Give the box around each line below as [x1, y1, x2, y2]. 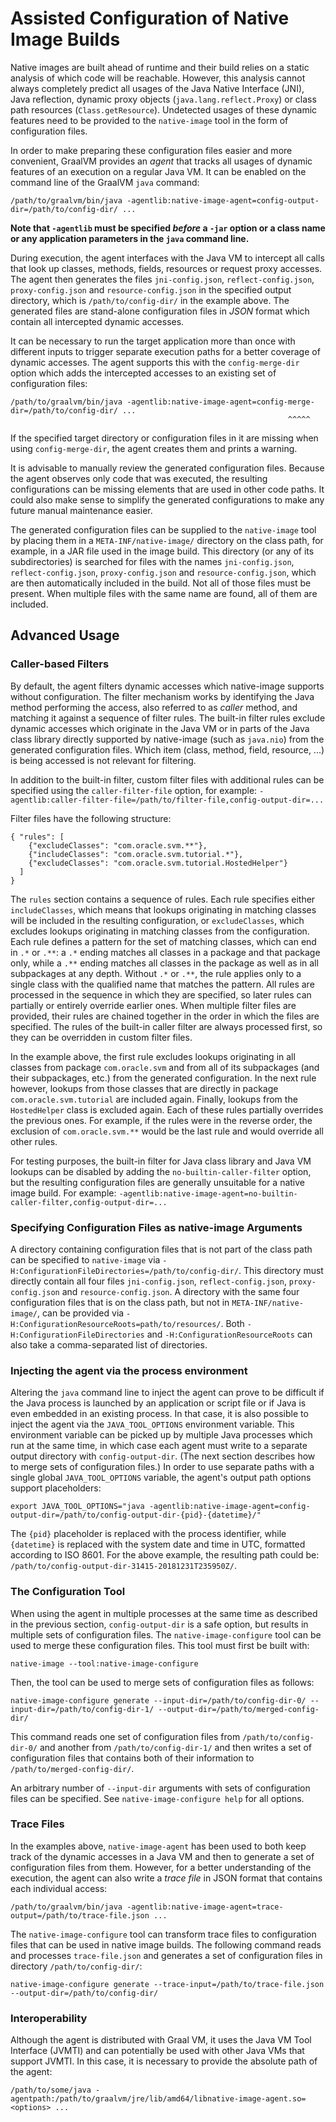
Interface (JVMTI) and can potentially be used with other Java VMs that [10, 2045, 305, 2057]
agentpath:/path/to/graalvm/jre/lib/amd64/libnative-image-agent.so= [10, 2094, 307, 2104]
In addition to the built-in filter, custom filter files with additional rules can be [10, 773, 325, 786]
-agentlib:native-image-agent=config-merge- [126, 397, 315, 407]
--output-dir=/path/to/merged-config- [158, 1704, 320, 1714]
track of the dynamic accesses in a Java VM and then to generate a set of [10, 1850, 315, 1862]
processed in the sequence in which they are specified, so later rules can [10, 988, 312, 1001]
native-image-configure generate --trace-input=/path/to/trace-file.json [10, 1979, 325, 1989]
